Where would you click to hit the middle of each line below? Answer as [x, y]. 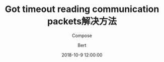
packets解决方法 [82, 21]
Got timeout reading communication [82, 9]
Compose [82, 35]
